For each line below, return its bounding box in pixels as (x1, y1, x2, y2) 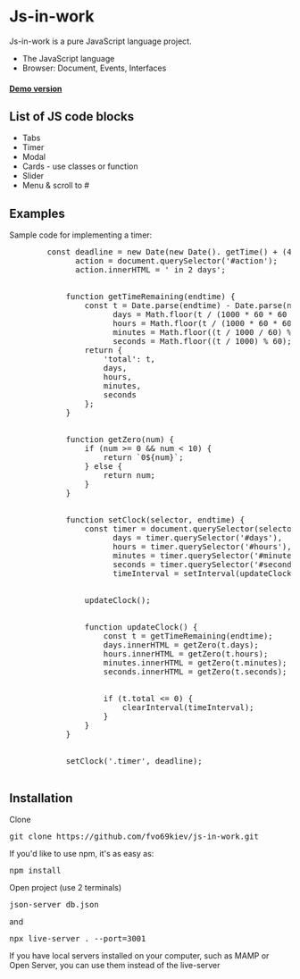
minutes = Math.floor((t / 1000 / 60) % (112, 328, 292, 338)
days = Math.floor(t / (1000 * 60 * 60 (112, 310, 287, 320)
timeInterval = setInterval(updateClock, (112, 569, 297, 579)
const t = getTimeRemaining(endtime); (103, 632, 274, 641)
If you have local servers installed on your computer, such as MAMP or (9, 950, 270, 961)
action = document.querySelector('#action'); (75, 256, 279, 266)
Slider (21, 171, 45, 181)
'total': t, (103, 355, 156, 364)
